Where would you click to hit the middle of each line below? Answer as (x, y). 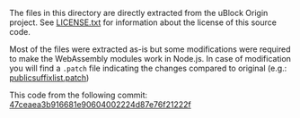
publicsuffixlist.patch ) (49, 78)
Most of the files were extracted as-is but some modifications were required (150, 49)
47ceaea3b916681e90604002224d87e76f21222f (100, 105)
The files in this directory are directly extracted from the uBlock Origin (139, 13)
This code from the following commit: (79, 95)
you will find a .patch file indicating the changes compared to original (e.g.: (148, 68)
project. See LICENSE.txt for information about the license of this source (143, 22)
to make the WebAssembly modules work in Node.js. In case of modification (150, 59)
